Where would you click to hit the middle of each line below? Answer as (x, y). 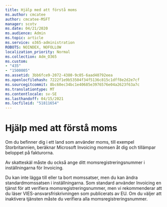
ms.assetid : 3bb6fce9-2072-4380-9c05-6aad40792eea (59, 75)
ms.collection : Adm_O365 (31, 57)
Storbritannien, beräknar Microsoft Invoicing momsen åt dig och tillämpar (80, 147)
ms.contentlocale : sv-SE (31, 94)
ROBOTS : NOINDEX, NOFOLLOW (33, 47)
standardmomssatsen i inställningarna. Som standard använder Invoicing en (83, 183)
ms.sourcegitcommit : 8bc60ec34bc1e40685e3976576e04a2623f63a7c (72, 84)
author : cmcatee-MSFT (28, 19)
